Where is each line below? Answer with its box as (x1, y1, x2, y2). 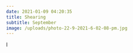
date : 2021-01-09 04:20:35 (6, 8, 72, 15)
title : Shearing (6, 14, 46, 20)
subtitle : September (6, 19, 57, 25)
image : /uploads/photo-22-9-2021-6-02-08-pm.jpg (6, 25, 128, 31)
